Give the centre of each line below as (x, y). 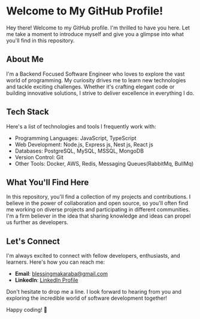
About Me (25, 59)
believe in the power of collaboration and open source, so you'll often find (97, 203)
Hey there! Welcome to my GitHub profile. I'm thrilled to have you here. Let (98, 28)
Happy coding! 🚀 (27, 310)
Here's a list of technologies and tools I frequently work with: (81, 126)
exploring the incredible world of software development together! (87, 298)
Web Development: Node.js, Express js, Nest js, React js (84, 144)
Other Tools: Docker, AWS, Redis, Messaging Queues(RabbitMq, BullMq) (104, 163)
